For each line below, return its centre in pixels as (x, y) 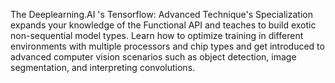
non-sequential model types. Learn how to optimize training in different (157, 35)
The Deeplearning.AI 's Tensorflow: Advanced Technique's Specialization (161, 14)
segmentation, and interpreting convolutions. (103, 67)
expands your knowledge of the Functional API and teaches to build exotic (163, 25)
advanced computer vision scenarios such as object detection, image (153, 57)
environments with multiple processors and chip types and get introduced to (167, 46)
